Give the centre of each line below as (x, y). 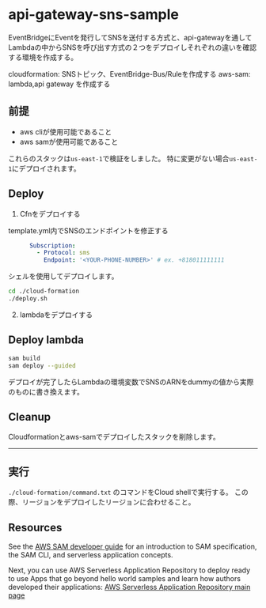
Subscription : (53, 245)
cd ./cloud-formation (44, 291)
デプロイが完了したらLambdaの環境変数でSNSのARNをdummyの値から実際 (131, 382)
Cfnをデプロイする (50, 213)
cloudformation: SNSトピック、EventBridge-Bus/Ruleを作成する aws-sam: (129, 74)
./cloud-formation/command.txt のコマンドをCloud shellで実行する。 (120, 493)
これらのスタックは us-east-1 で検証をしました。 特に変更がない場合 (119, 158)
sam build (25, 358)
